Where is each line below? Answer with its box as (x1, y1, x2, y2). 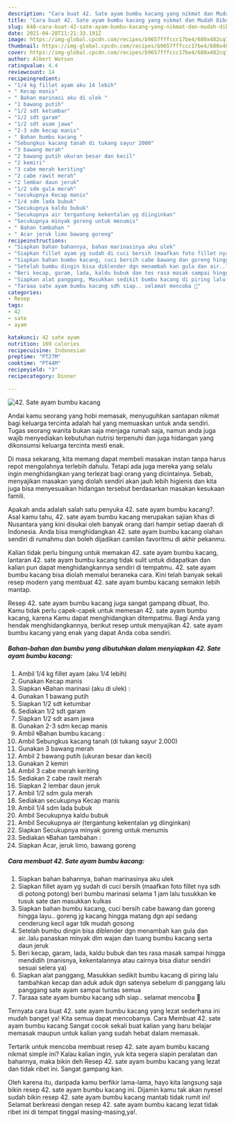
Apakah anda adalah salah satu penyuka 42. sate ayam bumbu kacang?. (8, 505, 215, 513)
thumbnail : (8, 43, 40, 49)
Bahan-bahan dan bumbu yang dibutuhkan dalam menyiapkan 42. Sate (8, 644, 221, 652)
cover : (8, 49, 27, 56)
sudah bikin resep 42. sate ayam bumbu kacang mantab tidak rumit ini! (8, 1092, 211, 1101)
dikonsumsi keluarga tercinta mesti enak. (8, 441, 125, 450)
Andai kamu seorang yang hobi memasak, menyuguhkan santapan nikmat (8, 411, 219, 420)
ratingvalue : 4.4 (8, 62, 58, 69)
